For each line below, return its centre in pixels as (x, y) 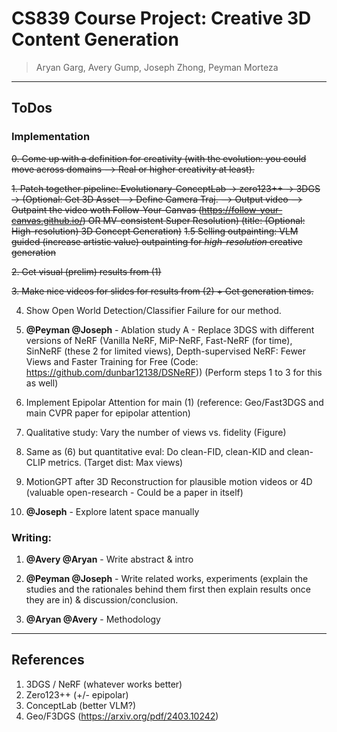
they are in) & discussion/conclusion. (102, 599)
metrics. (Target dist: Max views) (115, 462)
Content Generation (95, 39)
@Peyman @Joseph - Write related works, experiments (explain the (167, 578)
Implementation (51, 137)
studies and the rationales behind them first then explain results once (168, 589)
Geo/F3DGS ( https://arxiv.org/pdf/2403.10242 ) (122, 716)
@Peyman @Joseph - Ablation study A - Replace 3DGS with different (170, 329)
